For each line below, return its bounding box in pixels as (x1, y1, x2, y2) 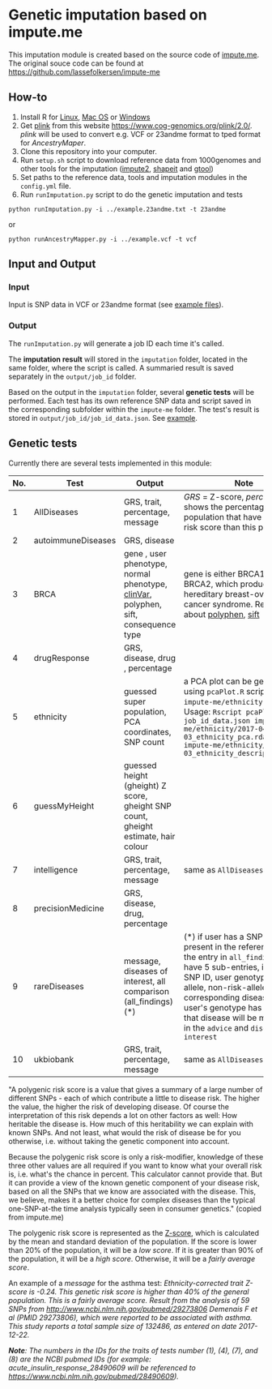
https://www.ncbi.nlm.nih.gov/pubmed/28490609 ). (8, 1371, 180, 1381)
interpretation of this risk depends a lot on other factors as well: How (8, 1110, 238, 1120)
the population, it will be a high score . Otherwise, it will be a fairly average (8, 1254, 256, 1263)
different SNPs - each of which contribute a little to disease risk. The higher (8, 1093, 261, 1103)
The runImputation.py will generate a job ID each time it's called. (8, 338, 224, 348)
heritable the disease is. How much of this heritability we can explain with (8, 1119, 253, 1129)
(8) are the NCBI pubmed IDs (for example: (8, 1354, 151, 1364)
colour (124, 841, 148, 852)
